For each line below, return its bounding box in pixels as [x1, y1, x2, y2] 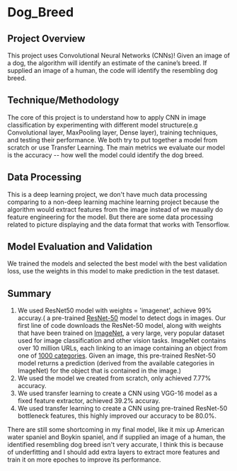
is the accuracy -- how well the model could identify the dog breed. [7, 150, 204, 159]
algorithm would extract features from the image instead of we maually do [7, 205, 224, 213]
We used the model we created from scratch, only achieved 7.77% [17, 374, 212, 382]
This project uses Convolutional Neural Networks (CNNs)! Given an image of [7, 51, 231, 59]
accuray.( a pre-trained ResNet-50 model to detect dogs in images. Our [17, 314, 226, 322]
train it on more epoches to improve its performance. [7, 455, 161, 464]
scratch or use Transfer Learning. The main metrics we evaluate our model [7, 143, 225, 152]
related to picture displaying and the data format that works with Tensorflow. [7, 220, 230, 229]
